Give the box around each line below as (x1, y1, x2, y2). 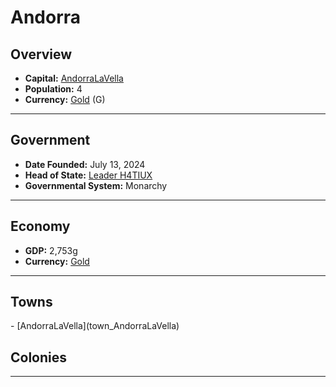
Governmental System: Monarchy (24, 179, 168, 191)
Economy (10, 218, 71, 235)
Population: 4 (24, 83, 83, 95)
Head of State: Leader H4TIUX (24, 169, 153, 181)
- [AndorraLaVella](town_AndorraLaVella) (10, 320, 180, 332)
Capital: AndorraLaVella (24, 72, 124, 84)
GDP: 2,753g (24, 244, 78, 256)
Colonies (10, 349, 68, 366)
